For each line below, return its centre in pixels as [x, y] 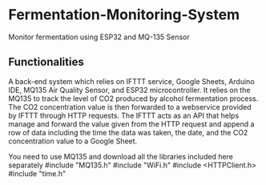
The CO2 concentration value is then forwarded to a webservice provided [130, 107]
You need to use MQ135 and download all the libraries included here [121, 156]
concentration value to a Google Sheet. [73, 141]
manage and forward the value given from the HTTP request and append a [131, 124]
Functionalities [46, 62]
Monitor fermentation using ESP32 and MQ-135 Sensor [99, 37]
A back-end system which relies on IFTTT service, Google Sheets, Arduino [131, 81]
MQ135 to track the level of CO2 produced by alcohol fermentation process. [133, 99]
